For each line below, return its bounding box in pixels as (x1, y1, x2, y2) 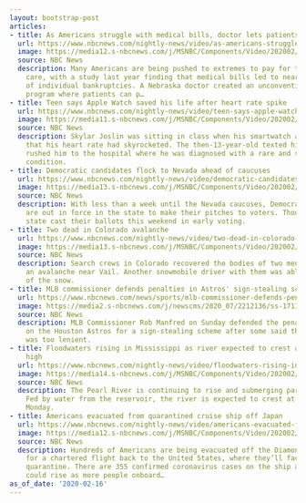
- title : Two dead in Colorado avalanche (9, 225, 169, 234)
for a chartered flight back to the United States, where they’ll (25, 454, 283, 463)
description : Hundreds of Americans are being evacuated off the (17, 446, 271, 455)
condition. (25, 157, 67, 167)
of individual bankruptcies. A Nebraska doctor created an (25, 81, 255, 90)
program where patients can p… (25, 89, 145, 98)
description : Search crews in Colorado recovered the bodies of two (17, 259, 283, 269)
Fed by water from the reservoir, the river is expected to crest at (25, 395, 296, 404)
